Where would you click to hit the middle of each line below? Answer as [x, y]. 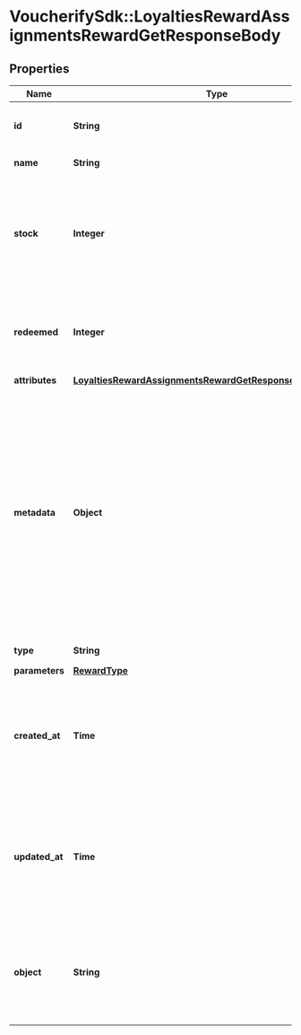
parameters [39, 670]
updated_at [39, 857]
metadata [34, 513]
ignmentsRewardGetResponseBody [145, 35]
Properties [39, 69]
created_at [37, 735]
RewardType [100, 670]
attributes [35, 380]
